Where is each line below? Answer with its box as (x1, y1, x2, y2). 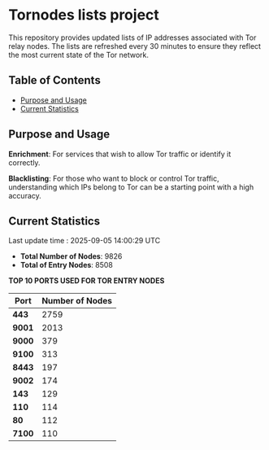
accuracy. (8, 190, 42, 200)
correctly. (8, 157, 41, 168)
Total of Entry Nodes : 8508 (20, 260, 114, 270)
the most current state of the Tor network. (8, 50, 149, 59)
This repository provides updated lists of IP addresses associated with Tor (8, 33, 257, 42)
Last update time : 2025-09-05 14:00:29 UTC (8, 236, 161, 246)
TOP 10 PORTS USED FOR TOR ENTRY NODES (8, 276, 165, 286)
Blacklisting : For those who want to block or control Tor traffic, (8, 173, 219, 183)
